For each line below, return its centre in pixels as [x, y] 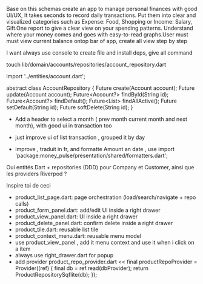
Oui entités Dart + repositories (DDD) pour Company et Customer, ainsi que [100, 167]
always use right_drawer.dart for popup [64, 255]
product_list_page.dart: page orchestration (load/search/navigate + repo [105, 197]
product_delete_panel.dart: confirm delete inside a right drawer [94, 223]
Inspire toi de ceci [28, 185]
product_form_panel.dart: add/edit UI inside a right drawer [88, 210]
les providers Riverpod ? [37, 174]
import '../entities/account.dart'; [46, 76]
